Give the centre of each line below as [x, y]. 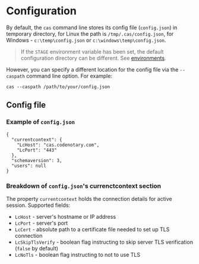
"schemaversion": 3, [37, 160]
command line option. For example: [70, 76]
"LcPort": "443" [37, 150]
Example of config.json [41, 122]
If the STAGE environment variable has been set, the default [92, 51]
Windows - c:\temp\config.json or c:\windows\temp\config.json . [86, 40]
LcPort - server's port [41, 223]
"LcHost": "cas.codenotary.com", [58, 145]
